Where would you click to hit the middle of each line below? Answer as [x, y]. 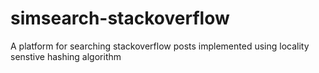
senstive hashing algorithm [66, 56]
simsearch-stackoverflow [120, 18]
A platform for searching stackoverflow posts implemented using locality [160, 46]
